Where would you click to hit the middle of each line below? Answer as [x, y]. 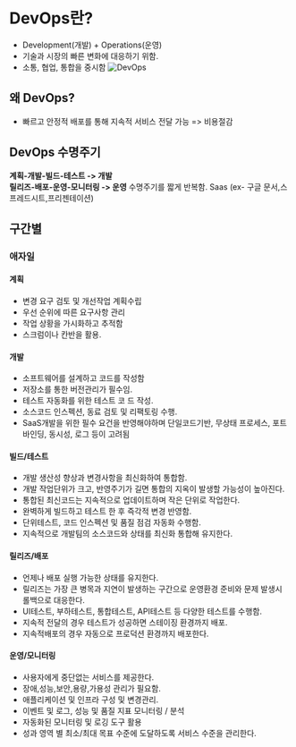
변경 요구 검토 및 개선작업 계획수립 [82, 301]
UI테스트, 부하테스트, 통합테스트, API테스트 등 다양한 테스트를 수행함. [142, 611]
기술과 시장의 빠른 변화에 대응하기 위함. [90, 55]
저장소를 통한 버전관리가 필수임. [77, 389]
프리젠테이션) [71, 198]
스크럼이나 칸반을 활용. [62, 335]
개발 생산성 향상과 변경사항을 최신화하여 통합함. [105, 478]
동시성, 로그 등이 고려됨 [89, 434]
